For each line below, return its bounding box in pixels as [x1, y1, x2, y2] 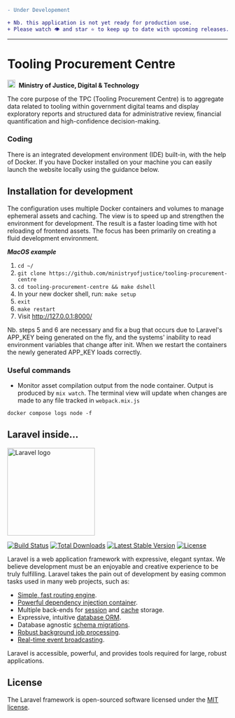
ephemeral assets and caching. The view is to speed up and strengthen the [7, 211, 225, 220]
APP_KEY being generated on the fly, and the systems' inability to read [7, 333, 211, 341]
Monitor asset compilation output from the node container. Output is [17, 381, 214, 389]
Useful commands [7, 365, 71, 375]
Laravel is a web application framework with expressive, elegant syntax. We [7, 555, 226, 563]
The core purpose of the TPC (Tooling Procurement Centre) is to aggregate [7, 95, 224, 103]
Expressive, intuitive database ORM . [17, 613, 122, 621]
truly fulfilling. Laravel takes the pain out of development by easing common [7, 569, 227, 578]
